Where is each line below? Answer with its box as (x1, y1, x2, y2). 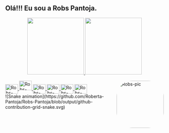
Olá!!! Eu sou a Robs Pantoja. (5, 4, 97, 13)
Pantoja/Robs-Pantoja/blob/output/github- (5, 98, 93, 105)
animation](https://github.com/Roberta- (22, 93, 104, 99)
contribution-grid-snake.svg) (5, 104, 65, 110)
